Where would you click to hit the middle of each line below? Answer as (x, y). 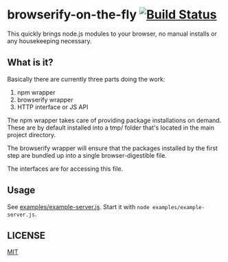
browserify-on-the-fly (72, 15)
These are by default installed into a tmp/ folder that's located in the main (111, 128)
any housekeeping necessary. (49, 40)
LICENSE (26, 236)
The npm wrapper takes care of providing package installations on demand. (114, 120)
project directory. (32, 134)
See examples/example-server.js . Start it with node (78, 206)
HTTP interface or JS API (53, 107)
